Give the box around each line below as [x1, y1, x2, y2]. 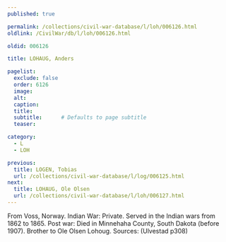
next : [7, 179, 23, 186]
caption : [13, 100, 40, 108]
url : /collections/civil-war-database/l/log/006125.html [13, 173, 185, 180]
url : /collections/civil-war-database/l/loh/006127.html [13, 192, 185, 200]
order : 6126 [13, 81, 49, 88]
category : [7, 134, 37, 141]
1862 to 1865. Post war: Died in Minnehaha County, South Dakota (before [7, 219, 220, 227]
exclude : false [13, 75, 59, 82]
